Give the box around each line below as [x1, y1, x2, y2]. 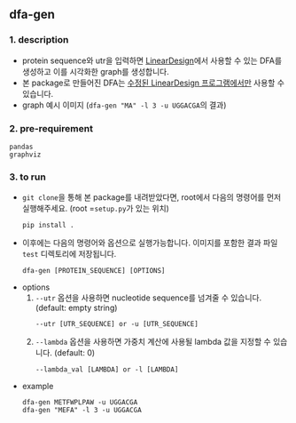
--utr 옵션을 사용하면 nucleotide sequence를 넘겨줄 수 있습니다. [35, 292, 262, 303]
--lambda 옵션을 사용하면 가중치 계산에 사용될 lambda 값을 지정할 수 [35, 337, 272, 347]
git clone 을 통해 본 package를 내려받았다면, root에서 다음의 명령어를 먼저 [21, 192, 282, 203]
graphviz [9, 150, 42, 159]
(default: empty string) [35, 302, 118, 314]
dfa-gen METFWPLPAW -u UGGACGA [21, 398, 138, 407]
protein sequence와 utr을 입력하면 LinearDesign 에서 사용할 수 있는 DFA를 [21, 55, 282, 66]
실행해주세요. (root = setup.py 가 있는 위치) [21, 204, 170, 214]
